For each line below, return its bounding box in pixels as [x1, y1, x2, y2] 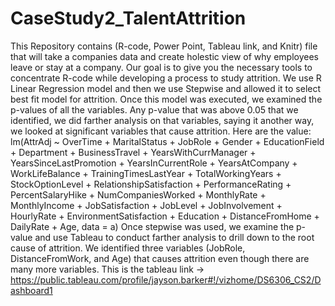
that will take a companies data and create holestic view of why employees [10, 50, 319, 62]
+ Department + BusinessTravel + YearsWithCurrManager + [10, 146, 257, 158]
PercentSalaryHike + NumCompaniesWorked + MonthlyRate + [10, 188, 267, 201]
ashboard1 [10, 284, 53, 296]
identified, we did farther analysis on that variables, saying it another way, [10, 114, 315, 126]
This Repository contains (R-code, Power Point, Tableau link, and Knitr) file [10, 40, 318, 52]
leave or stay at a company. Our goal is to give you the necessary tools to [10, 61, 313, 73]
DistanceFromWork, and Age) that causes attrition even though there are [10, 252, 310, 264]
